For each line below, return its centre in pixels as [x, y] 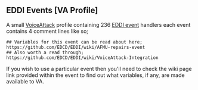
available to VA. [25, 81]
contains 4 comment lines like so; [47, 31]
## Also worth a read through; [45, 52]
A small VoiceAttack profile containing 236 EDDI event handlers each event [98, 24]
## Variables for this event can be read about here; [75, 42]
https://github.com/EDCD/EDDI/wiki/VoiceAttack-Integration [83, 58]
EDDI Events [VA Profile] [52, 10]
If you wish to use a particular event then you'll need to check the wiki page [99, 69]
